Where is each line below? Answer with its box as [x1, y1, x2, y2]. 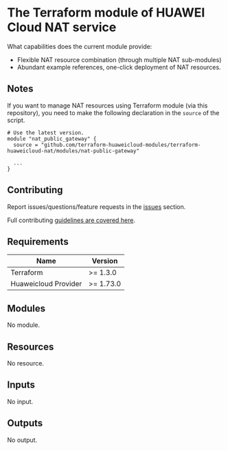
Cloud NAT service [7, 19, 117, 35]
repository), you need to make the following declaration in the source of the [7, 108, 220, 117]
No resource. [7, 359, 45, 367]
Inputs [7, 379, 36, 391]
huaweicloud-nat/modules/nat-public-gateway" [7, 147, 139, 154]
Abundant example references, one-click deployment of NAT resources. [16, 63, 221, 71]
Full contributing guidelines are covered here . [7, 216, 136, 224]
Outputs [7, 417, 43, 429]
